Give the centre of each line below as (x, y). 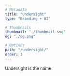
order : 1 (14, 54)
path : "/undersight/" (27, 50)
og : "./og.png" (20, 37)
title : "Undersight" (26, 14)
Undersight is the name (28, 68)
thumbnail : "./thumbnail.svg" (35, 32)
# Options (15, 45)
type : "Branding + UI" (28, 19)
